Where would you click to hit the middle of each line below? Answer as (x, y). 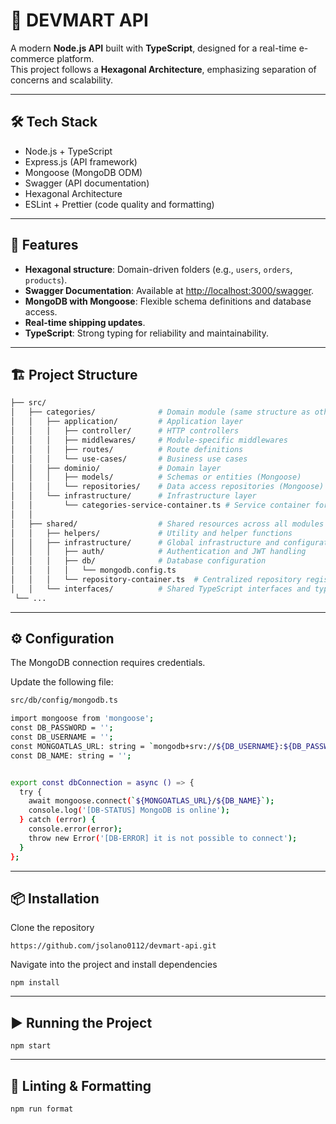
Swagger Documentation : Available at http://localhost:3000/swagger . (169, 290)
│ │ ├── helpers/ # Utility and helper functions (151, 533)
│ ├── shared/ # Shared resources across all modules (167, 524)
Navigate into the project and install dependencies (114, 965)
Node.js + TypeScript (68, 151)
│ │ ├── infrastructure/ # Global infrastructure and (145, 542)
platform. (75, 58)
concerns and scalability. (62, 80)
